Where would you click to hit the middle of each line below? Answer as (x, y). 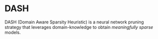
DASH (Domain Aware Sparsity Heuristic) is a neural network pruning (74, 22)
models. (13, 32)
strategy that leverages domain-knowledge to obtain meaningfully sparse (79, 27)
